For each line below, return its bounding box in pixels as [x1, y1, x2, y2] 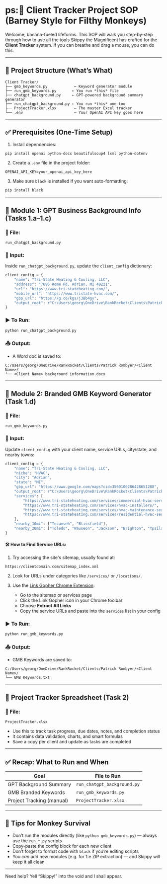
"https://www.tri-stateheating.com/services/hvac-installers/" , [23, 503, 159, 508]
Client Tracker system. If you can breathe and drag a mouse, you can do [5, 42, 155, 48]
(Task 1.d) [5, 398, 36, 406]
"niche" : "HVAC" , [14, 471, 50, 476]
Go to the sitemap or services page [19, 592, 92, 598]
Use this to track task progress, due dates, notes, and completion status [12, 728, 160, 734]
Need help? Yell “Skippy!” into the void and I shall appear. [5, 873, 123, 879]
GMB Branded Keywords [7, 789, 65, 796]
